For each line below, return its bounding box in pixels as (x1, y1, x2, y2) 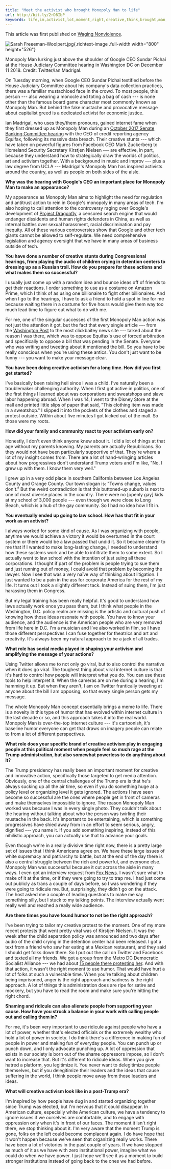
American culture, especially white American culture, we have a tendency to (5, 1109, 165, 1115)
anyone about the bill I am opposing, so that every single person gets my (5, 688, 158, 695)
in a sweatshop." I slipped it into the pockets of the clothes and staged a (5, 407, 157, 413)
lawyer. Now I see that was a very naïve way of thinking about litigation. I (5, 571, 158, 577)
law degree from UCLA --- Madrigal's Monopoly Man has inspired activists (5, 164, 162, 170)
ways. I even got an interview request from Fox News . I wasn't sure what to (5, 870, 163, 876)
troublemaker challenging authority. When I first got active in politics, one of (5, 386, 165, 392)
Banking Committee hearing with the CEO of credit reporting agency (5, 131, 149, 137)
